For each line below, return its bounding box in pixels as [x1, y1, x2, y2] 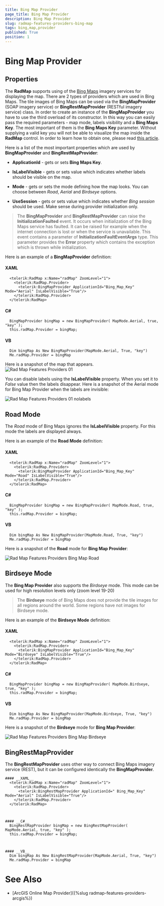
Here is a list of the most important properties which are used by [5, 144, 135, 150]
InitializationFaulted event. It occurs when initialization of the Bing [17, 218, 152, 224]
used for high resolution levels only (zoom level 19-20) [5, 587, 115, 593]
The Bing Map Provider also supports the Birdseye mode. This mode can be [5, 582, 159, 588]
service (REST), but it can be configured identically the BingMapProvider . [5, 767, 154, 773]
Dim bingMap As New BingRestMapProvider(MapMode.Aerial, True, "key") [9, 853, 157, 858]
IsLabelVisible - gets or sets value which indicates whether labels [12, 169, 146, 175]
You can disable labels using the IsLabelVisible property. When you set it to [5, 376, 158, 382]
